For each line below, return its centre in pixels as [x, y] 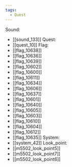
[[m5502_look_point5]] [37, 148]
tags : [11, 10]
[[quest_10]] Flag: [31, 45]
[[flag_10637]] [27, 94]
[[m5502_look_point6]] [37, 159]
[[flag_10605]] [27, 110]
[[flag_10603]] [27, 115]
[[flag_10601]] [27, 99]
